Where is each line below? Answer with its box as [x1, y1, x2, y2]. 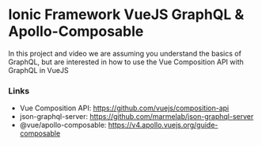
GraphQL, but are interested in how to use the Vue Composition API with [8, 57, 244, 67]
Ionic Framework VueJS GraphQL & [8, 6, 245, 24]
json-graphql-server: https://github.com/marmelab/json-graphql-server [19, 112, 254, 121]
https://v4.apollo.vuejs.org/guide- [108, 121, 218, 130]
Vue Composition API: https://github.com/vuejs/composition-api [19, 103, 230, 113]
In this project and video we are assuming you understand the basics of [8, 48, 241, 58]
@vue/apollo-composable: [19, 121, 107, 130]
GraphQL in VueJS [8, 65, 69, 75]
